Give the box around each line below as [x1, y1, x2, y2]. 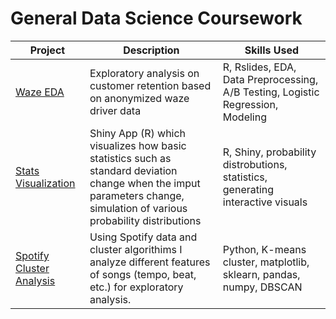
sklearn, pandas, [222, 267, 301, 281]
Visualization [15, 176, 76, 190]
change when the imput [89, 176, 201, 190]
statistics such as [89, 151, 172, 165]
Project [29, 43, 66, 57]
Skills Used [244, 43, 300, 57]
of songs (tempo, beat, [89, 267, 197, 281]
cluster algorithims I [89, 242, 183, 256]
